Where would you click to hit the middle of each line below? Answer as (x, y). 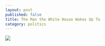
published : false (23, 15)
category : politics (26, 24)
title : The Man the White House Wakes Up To (53, 19)
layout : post (19, 10)
